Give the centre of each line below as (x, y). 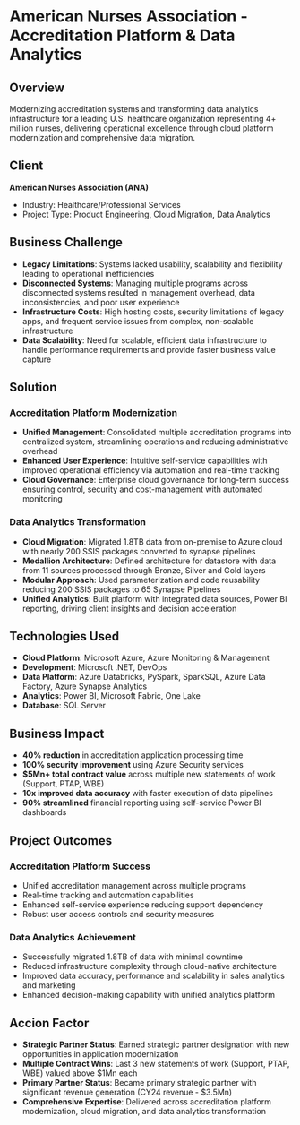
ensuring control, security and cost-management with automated (142, 489)
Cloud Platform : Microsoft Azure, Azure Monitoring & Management (146, 658)
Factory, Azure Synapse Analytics (85, 686)
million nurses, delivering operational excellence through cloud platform (141, 128)
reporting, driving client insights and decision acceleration (129, 608)
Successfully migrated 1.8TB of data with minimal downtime (133, 957)
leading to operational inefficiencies (88, 273)
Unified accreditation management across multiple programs (134, 885)
